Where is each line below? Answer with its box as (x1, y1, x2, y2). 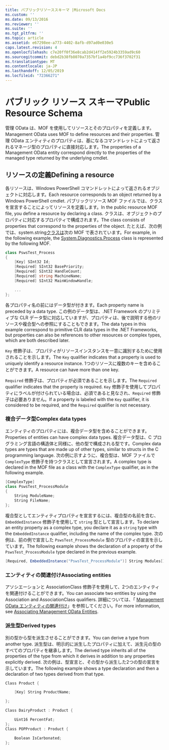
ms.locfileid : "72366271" (5, 73, 59, 78)
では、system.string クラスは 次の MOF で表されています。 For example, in (5, 229, 156, 235)
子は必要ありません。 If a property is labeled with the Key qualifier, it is (5, 396, 149, 402)
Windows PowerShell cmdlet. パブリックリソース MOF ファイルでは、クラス (5, 197, 163, 204)
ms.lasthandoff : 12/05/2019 (5, 69, 64, 74)
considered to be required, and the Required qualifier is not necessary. (5, 402, 151, 408)
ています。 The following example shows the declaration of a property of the (5, 543, 162, 549)
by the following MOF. (5, 240, 51, 246)
